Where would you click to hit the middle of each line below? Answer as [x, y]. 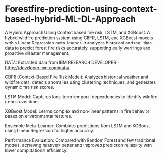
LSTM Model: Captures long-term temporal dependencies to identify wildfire [81, 96]
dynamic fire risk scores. [30, 87]
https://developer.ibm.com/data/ [37, 67]
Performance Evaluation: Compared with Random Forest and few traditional [80, 140]
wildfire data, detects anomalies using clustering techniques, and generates [81, 82]
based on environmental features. [39, 116]
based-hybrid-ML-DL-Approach [71, 19]
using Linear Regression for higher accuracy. [50, 130]
